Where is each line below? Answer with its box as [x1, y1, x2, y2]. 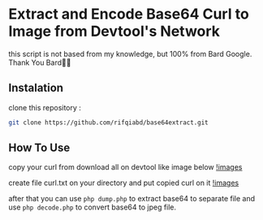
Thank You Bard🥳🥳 [8, 58, 71, 67]
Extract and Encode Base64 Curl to [8, 5, 249, 24]
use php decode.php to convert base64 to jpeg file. [8, 202, 177, 212]
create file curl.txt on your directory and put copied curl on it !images [8, 178, 239, 188]
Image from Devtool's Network [8, 22, 221, 41]
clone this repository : [8, 102, 81, 112]
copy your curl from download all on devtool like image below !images [8, 162, 243, 172]
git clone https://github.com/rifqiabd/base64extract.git [8, 119, 209, 127]
